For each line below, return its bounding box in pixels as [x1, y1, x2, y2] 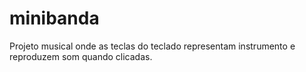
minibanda [9, 7, 100, 30]
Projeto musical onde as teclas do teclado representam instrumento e [9, 40, 296, 52]
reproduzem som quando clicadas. [9, 50, 153, 62]
